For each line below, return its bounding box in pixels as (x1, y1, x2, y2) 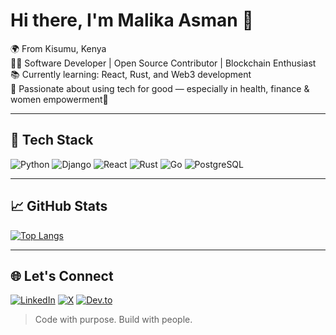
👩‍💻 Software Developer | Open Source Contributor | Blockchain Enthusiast (10, 57, 317, 69)
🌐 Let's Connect (10, 267, 114, 284)
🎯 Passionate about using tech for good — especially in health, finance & (10, 82, 310, 94)
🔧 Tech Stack (10, 132, 94, 149)
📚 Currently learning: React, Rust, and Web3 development (10, 68, 252, 80)
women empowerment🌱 (10, 93, 109, 105)
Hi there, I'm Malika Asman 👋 (10, 9, 254, 32)
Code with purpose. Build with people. (34, 314, 193, 326)
